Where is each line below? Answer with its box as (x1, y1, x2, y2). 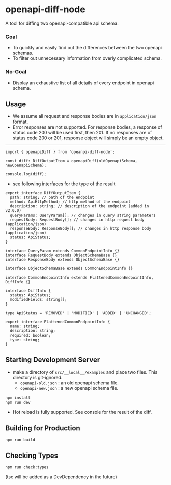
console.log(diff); (5, 172, 47, 177)
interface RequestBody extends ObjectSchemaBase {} (5, 253, 117, 258)
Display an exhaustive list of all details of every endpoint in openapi (12, 80, 154, 86)
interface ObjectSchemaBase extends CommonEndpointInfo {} (5, 266, 133, 271)
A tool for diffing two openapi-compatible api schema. (5, 20, 119, 26)
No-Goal (5, 68, 27, 75)
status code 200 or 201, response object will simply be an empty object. (12, 135, 164, 141)
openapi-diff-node (5, 4, 85, 15)
